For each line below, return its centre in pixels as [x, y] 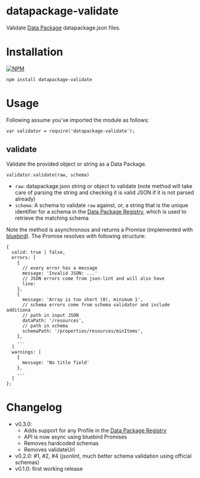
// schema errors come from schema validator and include [96, 304]
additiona [19, 310]
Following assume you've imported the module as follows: [78, 120]
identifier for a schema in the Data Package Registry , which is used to [101, 211]
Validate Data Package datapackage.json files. [63, 28]
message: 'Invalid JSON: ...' [60, 273]
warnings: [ [27, 352]
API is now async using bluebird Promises [75, 437]
